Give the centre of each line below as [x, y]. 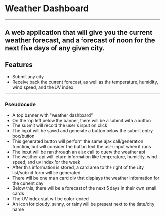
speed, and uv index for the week [46, 162]
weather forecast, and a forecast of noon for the [80, 41]
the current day [28, 183]
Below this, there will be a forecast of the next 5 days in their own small [84, 188]
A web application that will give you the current [79, 33]
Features [19, 65]
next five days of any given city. [55, 48]
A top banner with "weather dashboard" [53, 115]
